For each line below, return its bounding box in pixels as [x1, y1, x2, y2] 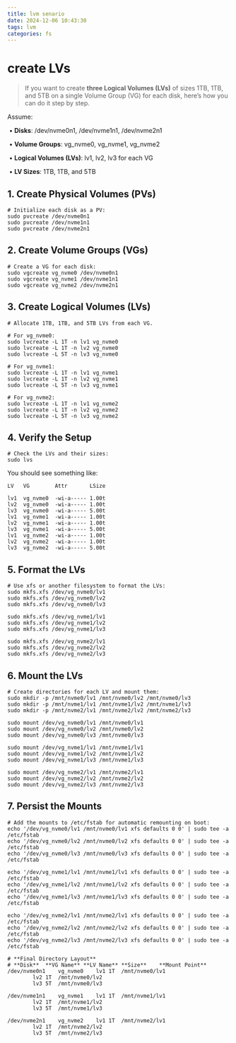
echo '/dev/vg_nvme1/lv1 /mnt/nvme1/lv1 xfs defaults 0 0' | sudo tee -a [7, 868, 230, 875]
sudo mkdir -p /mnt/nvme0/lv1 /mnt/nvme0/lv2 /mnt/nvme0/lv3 [7, 694, 191, 702]
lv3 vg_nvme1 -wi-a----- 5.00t [7, 526, 106, 533]
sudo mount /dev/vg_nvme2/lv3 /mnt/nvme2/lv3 [7, 781, 143, 788]
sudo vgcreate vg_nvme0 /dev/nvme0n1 [7, 269, 119, 276]
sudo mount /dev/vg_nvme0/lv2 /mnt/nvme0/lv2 [7, 726, 143, 733]
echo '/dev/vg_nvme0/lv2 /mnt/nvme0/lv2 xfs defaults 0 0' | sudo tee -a [7, 837, 230, 845]
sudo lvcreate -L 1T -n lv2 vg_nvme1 [7, 375, 119, 383]
